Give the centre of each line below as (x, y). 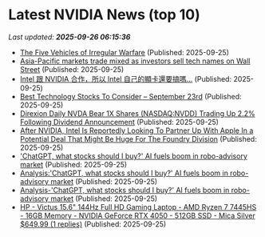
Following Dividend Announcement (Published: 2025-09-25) (119, 122)
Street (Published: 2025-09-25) (72, 69)
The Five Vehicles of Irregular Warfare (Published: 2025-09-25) (125, 52)
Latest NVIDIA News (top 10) (105, 15)
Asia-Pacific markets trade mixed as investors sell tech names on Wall (135, 61)
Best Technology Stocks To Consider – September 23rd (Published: (131, 96)
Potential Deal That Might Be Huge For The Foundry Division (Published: (138, 139)
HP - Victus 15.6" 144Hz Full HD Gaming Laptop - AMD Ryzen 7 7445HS (138, 207)
